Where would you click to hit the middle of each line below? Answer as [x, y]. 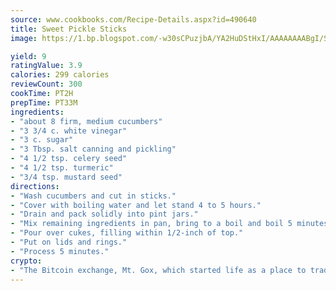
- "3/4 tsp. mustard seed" [66, 177]
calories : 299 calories [60, 75]
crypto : [26, 261]
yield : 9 [28, 56]
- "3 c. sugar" [42, 140]
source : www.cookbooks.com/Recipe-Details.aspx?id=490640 [133, 19]
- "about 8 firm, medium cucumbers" [86, 121]
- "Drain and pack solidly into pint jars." [104, 214]
